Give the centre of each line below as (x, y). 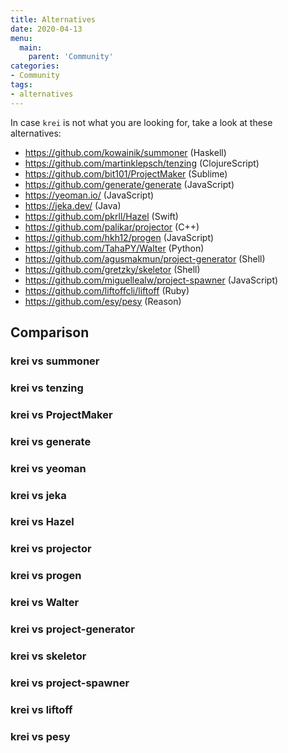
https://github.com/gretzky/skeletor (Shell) (112, 269)
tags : (21, 85)
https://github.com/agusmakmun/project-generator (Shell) (145, 258)
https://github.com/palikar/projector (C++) (112, 227)
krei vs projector (51, 549)
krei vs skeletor (48, 656)
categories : (35, 66)
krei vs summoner (55, 361)
